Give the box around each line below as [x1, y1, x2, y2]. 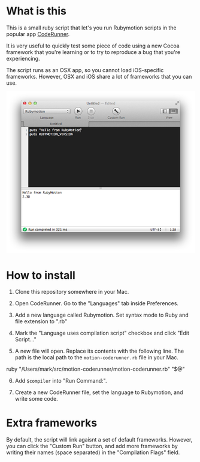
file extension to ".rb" [14, 318, 68, 325]
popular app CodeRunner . [6, 30, 70, 37]
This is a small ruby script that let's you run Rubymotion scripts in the [6, 24, 177, 31]
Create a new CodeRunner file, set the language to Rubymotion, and [14, 389, 183, 396]
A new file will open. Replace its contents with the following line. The [14, 347, 184, 355]
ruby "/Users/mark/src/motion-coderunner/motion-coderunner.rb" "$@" [6, 365, 186, 373]
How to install [6, 269, 76, 282]
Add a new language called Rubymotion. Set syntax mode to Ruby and [14, 311, 189, 319]
